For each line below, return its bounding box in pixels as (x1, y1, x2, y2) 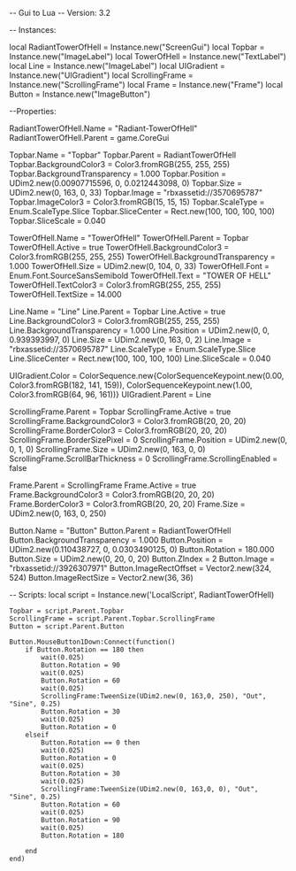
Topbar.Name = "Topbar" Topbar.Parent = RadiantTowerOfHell (9, 150, 237, 160)
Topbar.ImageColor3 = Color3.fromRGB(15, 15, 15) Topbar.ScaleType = (9, 197, 265, 207)
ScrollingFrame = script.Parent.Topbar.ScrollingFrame (9, 614, 216, 623)
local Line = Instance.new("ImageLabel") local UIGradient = (9, 61, 225, 71)
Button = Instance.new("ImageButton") (9, 89, 151, 99)
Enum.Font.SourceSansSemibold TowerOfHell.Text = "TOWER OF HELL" (9, 270, 272, 281)
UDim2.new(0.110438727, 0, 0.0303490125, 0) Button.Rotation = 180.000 (9, 544, 275, 554)
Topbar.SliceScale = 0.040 (9, 216, 106, 226)
